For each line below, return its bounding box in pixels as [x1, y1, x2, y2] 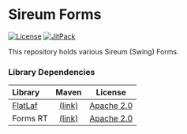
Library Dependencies [8, 66, 95, 77]
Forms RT [12, 113, 49, 124]
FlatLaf [12, 100, 38, 111]
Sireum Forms [8, 6, 102, 24]
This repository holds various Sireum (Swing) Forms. [8, 47, 179, 56]
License [95, 87, 126, 98]
